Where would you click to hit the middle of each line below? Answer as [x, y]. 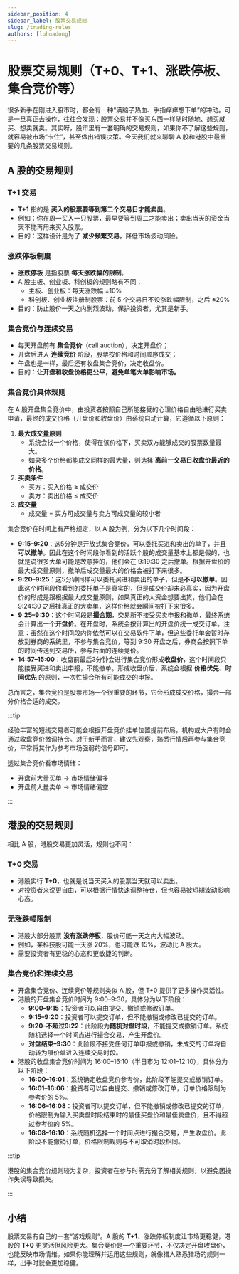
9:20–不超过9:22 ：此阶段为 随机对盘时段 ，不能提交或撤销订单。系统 [128, 1026]
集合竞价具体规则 [37, 392]
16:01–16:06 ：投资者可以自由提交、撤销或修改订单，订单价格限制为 [127, 1088]
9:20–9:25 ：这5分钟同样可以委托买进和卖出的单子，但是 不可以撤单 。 [119, 579]
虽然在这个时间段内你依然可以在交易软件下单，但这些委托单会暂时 [127, 632]
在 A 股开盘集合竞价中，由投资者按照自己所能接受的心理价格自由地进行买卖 [117, 409]
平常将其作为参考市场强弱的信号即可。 [76, 747]
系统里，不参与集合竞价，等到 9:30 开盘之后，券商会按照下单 [138, 641]
